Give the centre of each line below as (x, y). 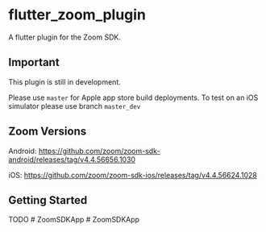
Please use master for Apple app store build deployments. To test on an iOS (133, 97)
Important (34, 62)
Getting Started (48, 200)
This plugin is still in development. (64, 81)
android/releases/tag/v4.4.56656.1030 (72, 159)
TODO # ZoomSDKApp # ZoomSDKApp (74, 220)
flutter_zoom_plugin (77, 15)
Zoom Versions (48, 132)
